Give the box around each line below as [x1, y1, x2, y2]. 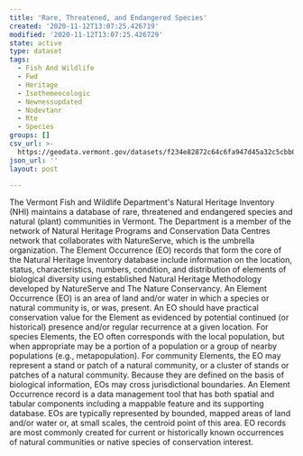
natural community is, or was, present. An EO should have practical [9, 302, 260, 313]
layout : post [9, 164, 59, 173]
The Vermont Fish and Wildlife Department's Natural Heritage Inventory [9, 197, 275, 208]
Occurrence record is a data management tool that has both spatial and [9, 389, 275, 400]
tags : [9, 55, 30, 64]
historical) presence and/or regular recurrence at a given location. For [9, 321, 269, 332]
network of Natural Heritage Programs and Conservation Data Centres [9, 226, 271, 237]
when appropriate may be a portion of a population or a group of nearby [9, 340, 278, 352]
